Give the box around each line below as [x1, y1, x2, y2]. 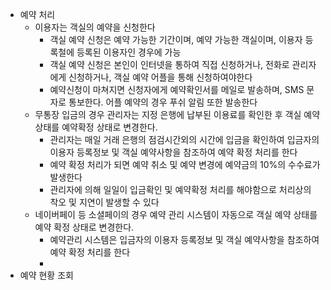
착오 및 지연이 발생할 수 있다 [49, 196, 160, 208]
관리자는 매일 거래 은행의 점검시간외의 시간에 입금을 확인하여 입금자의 [49, 134, 320, 145]
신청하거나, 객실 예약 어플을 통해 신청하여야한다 [68, 71, 253, 83]
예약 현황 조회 [19, 269, 74, 281]
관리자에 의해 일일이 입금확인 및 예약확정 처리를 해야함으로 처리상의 [49, 184, 312, 195]
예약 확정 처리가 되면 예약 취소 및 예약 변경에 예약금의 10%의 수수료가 [49, 159, 321, 170]
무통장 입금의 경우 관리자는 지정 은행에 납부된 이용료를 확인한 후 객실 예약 [34, 109, 321, 120]
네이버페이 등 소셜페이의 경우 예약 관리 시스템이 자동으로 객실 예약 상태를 [34, 209, 318, 220]
